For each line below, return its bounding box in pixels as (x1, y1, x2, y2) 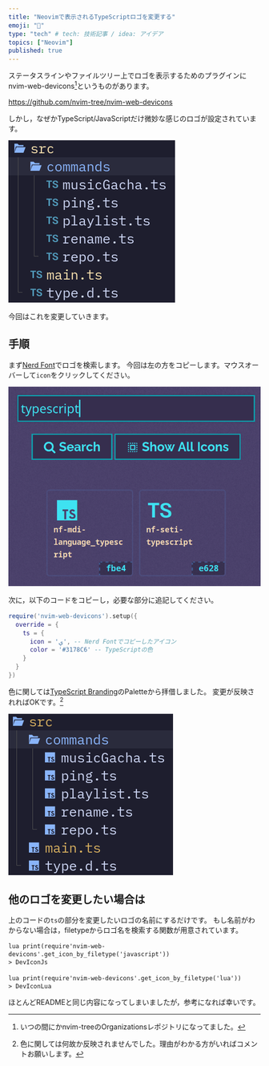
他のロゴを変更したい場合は (8, 892, 146, 906)
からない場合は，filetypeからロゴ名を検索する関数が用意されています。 (8, 926, 243, 935)
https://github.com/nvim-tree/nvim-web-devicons (8, 97, 174, 107)
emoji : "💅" (8, 21, 45, 30)
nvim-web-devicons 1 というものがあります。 (8, 80, 154, 91)
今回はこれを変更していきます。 (8, 311, 114, 321)
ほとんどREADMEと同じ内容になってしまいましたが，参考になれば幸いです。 (8, 998, 260, 1007)
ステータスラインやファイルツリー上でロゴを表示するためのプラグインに (8, 71, 247, 80)
